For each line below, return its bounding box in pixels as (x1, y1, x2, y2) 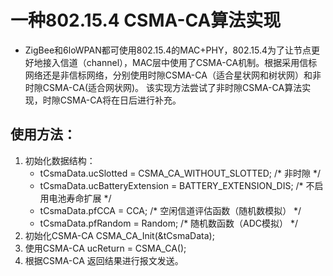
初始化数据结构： (24, 154, 96, 166)
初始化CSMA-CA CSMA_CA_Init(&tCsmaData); (24, 229, 215, 241)
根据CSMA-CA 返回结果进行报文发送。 (24, 254, 184, 266)
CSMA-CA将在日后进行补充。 (59, 94, 182, 106)
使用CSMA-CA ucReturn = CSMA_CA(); (24, 242, 187, 254)
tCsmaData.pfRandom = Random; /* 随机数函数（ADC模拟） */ (39, 217, 299, 229)
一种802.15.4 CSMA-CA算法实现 (10, 9, 282, 32)
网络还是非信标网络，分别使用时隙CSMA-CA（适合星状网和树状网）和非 (24, 69, 322, 81)
